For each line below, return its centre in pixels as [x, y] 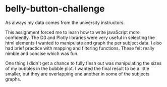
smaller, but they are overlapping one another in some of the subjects [77, 73]
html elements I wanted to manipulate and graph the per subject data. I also [84, 42]
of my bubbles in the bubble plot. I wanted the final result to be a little [77, 68]
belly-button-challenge [55, 9]
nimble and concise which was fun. [42, 53]
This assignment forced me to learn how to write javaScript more [73, 32]
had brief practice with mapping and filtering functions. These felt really [80, 48]
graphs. [13, 79]
